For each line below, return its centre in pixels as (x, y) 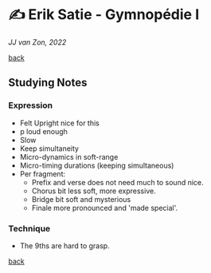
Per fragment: (43, 174)
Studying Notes (48, 83)
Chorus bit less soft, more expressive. (94, 191)
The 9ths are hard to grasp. (64, 245)
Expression (31, 105)
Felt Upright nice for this (59, 123)
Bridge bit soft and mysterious (81, 199)
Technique (29, 228)
